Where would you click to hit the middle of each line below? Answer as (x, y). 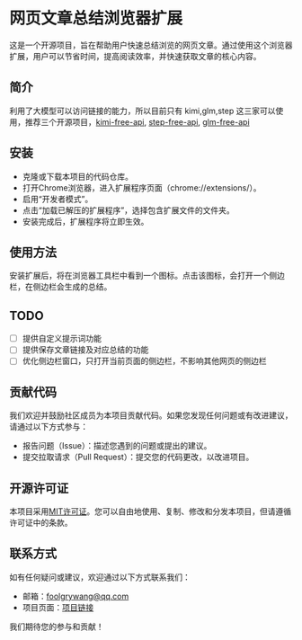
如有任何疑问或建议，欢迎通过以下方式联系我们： (100, 577)
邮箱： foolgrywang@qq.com (75, 596)
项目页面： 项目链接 (58, 607)
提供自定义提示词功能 (62, 339)
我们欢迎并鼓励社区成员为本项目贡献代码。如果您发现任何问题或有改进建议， (151, 415)
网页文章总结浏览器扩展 (96, 18)
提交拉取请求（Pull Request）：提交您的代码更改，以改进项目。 (138, 457)
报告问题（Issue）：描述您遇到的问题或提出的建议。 (117, 446)
